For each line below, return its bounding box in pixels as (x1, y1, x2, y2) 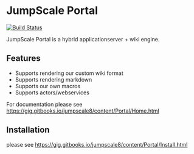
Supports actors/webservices (15, 89, 90, 96)
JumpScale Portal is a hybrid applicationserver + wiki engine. (6, 35, 160, 43)
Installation (6, 125, 50, 135)
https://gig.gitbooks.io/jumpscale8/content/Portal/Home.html (6, 107, 159, 114)
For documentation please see (6, 100, 83, 108)
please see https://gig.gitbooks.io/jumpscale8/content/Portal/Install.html (6, 141, 188, 148)
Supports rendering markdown (15, 75, 92, 83)
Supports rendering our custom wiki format (15, 69, 123, 77)
